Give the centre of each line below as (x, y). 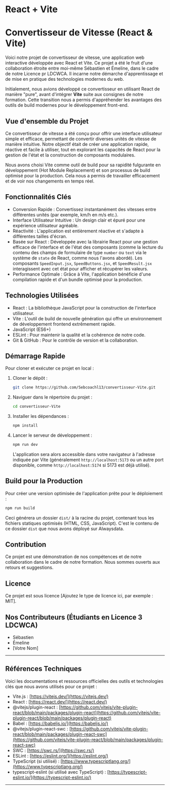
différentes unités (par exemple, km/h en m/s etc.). (66, 215)
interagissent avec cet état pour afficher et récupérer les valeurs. (80, 268)
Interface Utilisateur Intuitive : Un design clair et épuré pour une (79, 220)
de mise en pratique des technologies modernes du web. (65, 79)
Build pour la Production (44, 481)
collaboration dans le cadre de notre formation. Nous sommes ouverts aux (83, 562)
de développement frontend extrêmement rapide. (64, 324)
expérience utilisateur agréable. (46, 225)
